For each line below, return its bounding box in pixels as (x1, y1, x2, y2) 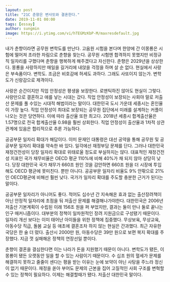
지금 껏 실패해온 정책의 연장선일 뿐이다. (20, 236, 97, 242)
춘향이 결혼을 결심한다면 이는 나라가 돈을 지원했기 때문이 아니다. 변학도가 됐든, (5, 246, 159, 252)
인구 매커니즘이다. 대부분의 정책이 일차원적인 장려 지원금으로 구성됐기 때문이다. (5, 210, 161, 216)
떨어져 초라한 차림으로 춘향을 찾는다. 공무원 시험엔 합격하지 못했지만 (14, 52, 148, 58)
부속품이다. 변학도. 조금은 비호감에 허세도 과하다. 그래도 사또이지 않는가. (10, 71, 152, 76)
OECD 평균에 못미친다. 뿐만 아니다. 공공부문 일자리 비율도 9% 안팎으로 (14, 168, 154, 174)
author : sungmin (5, 26, 39, 31)
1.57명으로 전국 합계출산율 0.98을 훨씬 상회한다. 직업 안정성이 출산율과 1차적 (5, 119, 156, 125)
